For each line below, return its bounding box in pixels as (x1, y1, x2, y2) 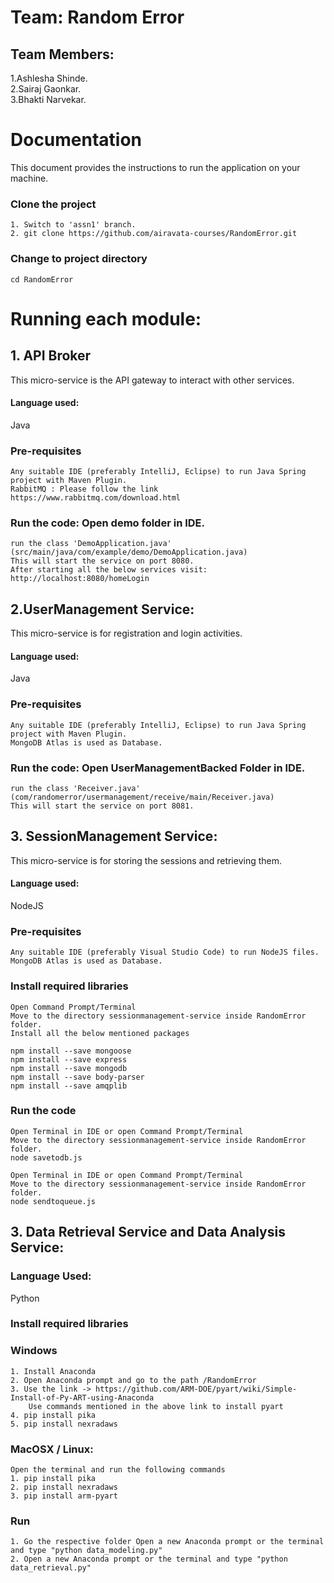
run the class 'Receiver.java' (10, 783, 141, 793)
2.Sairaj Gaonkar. (10, 83, 82, 95)
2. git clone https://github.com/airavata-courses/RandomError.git (10, 229, 298, 239)
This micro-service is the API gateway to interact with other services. (10, 374, 295, 386)
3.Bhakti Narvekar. (10, 94, 87, 105)
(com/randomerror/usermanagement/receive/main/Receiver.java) (10, 792, 275, 802)
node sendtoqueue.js (10, 1196, 97, 1206)
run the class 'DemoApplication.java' (10, 539, 172, 549)
